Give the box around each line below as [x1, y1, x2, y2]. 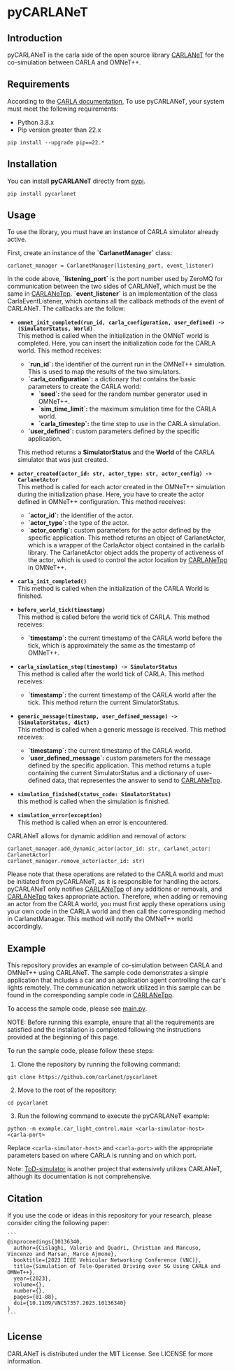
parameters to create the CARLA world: [27, 383, 141, 391]
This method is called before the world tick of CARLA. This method [17, 613, 210, 621]
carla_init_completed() [17, 578, 87, 585]
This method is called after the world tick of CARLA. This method [17, 670, 205, 678]
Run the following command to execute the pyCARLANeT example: [17, 1112, 210, 1120]
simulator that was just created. [17, 456, 108, 464]
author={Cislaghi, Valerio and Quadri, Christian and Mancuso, [13, 1245, 201, 1252]
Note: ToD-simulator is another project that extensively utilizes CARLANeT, [7, 1165, 222, 1173]
